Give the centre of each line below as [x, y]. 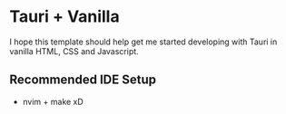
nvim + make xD [53, 101]
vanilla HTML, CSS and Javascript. [74, 51]
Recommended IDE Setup [83, 80]
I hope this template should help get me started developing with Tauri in [143, 42]
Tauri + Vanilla [64, 17]
